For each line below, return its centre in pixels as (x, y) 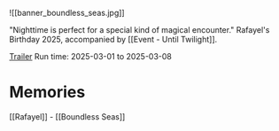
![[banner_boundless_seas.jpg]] (67, 13)
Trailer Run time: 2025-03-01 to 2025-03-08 (91, 56)
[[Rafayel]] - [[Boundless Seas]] (67, 116)
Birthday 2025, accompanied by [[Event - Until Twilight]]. (113, 39)
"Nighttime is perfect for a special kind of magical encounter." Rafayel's (139, 30)
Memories (47, 92)
